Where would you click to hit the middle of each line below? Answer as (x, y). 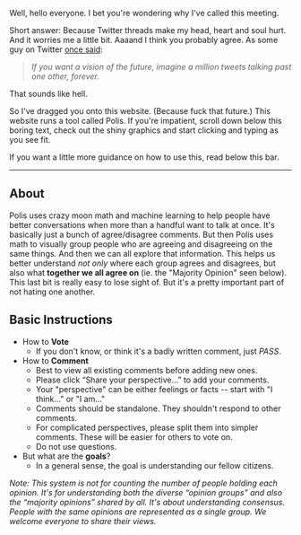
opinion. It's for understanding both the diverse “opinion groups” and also (146, 492)
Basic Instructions (61, 320)
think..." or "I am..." (70, 399)
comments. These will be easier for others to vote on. (134, 437)
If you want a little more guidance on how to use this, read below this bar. (144, 157)
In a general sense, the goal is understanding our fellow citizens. (155, 465)
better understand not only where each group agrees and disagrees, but (142, 263)
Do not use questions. (76, 446)
